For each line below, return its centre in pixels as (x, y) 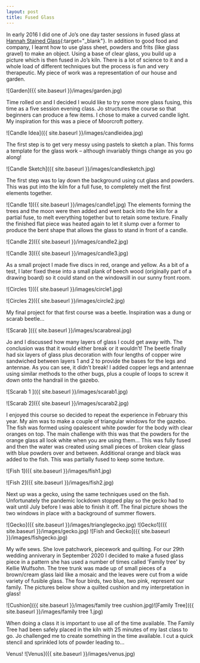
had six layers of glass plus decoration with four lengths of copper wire (94, 354)
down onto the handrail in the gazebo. (53, 380)
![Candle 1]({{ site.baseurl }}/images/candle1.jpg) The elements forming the (99, 205)
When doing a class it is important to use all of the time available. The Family (100, 623)
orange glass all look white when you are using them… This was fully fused (99, 440)
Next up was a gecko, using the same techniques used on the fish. (88, 494)
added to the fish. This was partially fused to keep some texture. (85, 459)
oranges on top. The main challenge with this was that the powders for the (98, 434)
